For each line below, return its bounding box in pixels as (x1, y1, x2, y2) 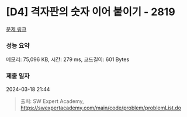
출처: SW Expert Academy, (20, 97, 84, 105)
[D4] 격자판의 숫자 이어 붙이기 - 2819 (6, 5, 175, 19)
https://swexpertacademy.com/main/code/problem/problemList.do (20, 104, 182, 111)
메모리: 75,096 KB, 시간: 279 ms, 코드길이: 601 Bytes (6, 56, 130, 63)
